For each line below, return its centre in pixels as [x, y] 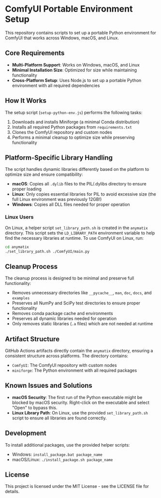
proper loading [27, 189]
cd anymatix [17, 247]
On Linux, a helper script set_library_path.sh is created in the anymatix [77, 228]
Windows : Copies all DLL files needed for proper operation [71, 204]
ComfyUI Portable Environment [69, 9]
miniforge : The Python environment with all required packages [74, 370]
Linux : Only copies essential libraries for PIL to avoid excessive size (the [84, 194]
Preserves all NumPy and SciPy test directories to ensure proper [76, 303]
